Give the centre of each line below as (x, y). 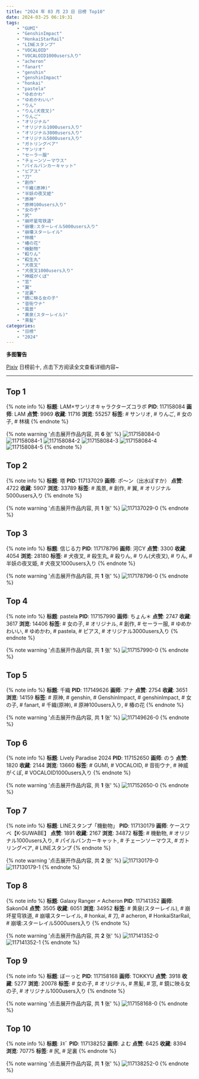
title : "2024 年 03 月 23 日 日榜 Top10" (56, 12)
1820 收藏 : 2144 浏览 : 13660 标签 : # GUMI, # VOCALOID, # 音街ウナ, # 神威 (97, 765)
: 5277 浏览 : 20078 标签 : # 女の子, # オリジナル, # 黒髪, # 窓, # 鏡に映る (98, 983)
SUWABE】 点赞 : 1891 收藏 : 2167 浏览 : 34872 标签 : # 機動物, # (97, 833)
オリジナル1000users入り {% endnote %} (75, 991)
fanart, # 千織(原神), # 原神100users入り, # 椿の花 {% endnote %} (104, 705)
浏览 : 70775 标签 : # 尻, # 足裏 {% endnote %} (61, 1051)
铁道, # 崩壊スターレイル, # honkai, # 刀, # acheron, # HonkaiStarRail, (106, 915)
